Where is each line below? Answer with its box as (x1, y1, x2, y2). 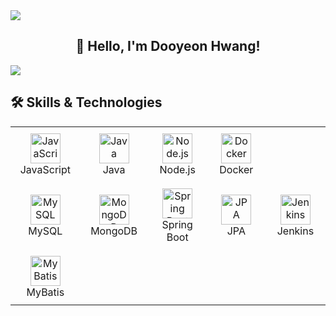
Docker (219, 162, 254, 176)
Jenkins (276, 224, 315, 238)
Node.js (159, 162, 196, 176)
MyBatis (26, 285, 65, 299)
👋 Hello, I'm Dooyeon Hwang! (75, 38, 261, 55)
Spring (161, 217, 193, 231)
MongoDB (90, 224, 138, 238)
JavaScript (19, 162, 71, 176)
